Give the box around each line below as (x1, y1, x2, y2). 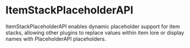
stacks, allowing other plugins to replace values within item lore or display (5, 29, 185, 36)
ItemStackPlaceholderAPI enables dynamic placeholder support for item (5, 23, 180, 30)
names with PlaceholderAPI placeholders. (5, 35, 106, 42)
